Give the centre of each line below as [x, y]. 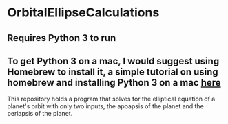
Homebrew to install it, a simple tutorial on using [113, 72]
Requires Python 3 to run [62, 38]
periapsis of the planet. [40, 114]
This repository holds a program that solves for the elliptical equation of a [111, 99]
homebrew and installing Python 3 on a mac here [114, 83]
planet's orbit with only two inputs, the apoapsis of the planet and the [106, 106]
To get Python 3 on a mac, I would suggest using [113, 61]
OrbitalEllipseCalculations [83, 13]
